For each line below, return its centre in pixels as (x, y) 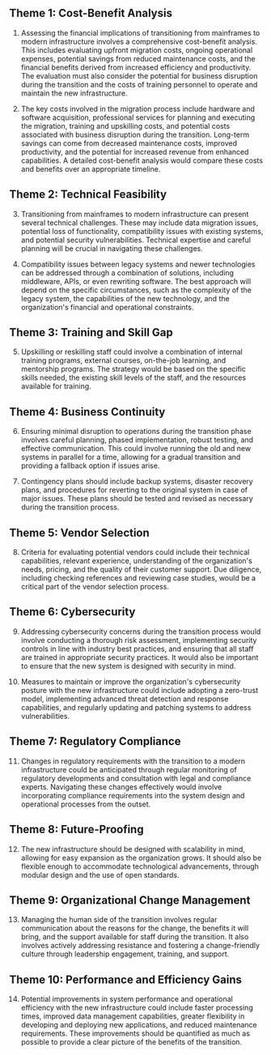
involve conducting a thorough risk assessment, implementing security (139, 640)
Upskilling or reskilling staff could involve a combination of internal (132, 352)
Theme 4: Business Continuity (87, 412)
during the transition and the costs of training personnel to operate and (139, 84)
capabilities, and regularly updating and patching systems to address (136, 707)
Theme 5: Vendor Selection (80, 532)
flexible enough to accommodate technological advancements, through (140, 866)
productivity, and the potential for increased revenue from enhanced (135, 151)
